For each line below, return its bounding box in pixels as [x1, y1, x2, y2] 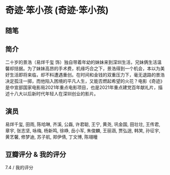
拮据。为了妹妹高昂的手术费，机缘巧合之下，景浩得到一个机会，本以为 [14, 66, 160, 72]
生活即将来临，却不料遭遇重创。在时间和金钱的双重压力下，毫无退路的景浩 [9, 72, 165, 78]
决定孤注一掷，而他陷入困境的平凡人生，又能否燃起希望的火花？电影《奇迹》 [5, 78, 165, 84]
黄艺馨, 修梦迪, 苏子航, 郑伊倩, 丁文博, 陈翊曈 [5, 134, 98, 140]
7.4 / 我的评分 [5, 164, 34, 170]
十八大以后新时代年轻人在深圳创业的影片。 [9, 91, 99, 97]
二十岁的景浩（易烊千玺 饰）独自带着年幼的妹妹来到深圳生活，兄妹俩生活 [5, 59, 157, 66]
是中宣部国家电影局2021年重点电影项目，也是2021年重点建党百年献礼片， [5, 84, 158, 91]
